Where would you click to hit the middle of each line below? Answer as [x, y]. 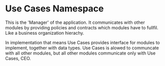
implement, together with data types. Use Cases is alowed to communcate [82, 48]
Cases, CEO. [18, 58]
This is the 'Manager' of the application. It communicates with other [75, 22]
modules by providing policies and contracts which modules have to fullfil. [82, 27]
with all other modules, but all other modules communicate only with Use [80, 53]
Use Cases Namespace [54, 9]
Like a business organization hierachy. [45, 33]
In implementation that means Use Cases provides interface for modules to [82, 42]
